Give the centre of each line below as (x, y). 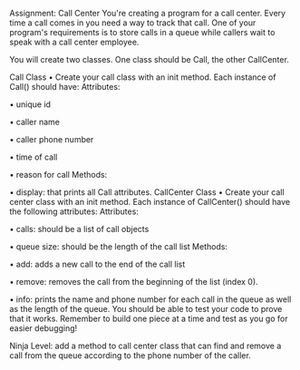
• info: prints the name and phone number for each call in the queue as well (150, 299)
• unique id (30, 104)
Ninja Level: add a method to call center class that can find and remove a (145, 346)
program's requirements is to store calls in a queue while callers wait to (142, 32)
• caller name (35, 122)
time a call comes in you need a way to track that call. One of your (133, 23)
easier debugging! (44, 328)
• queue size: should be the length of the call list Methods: (119, 247)
